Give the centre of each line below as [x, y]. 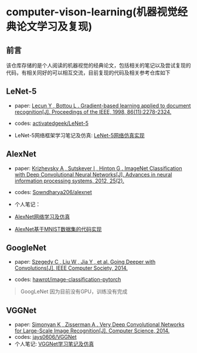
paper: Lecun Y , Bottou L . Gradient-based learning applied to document [103, 106]
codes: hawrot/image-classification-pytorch [68, 280]
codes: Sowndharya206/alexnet [53, 192]
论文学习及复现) [55, 27]
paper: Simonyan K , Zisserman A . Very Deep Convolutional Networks [99, 325]
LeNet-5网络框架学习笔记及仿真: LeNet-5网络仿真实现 [79, 135]
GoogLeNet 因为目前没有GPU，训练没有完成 [74, 291]
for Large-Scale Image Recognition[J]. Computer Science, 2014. [92, 331]
